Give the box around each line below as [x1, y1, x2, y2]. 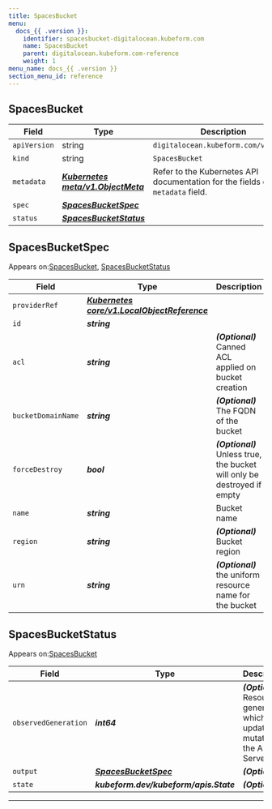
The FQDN [215, 405, 257, 417]
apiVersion [12, 141, 54, 150]
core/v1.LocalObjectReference [86, 305, 209, 316]
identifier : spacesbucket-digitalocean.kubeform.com [23, 34, 205, 43]
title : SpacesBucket [8, 11, 79, 20]
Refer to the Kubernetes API [152, 166, 259, 178]
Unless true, [215, 449, 262, 460]
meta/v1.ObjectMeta [62, 182, 144, 193]
